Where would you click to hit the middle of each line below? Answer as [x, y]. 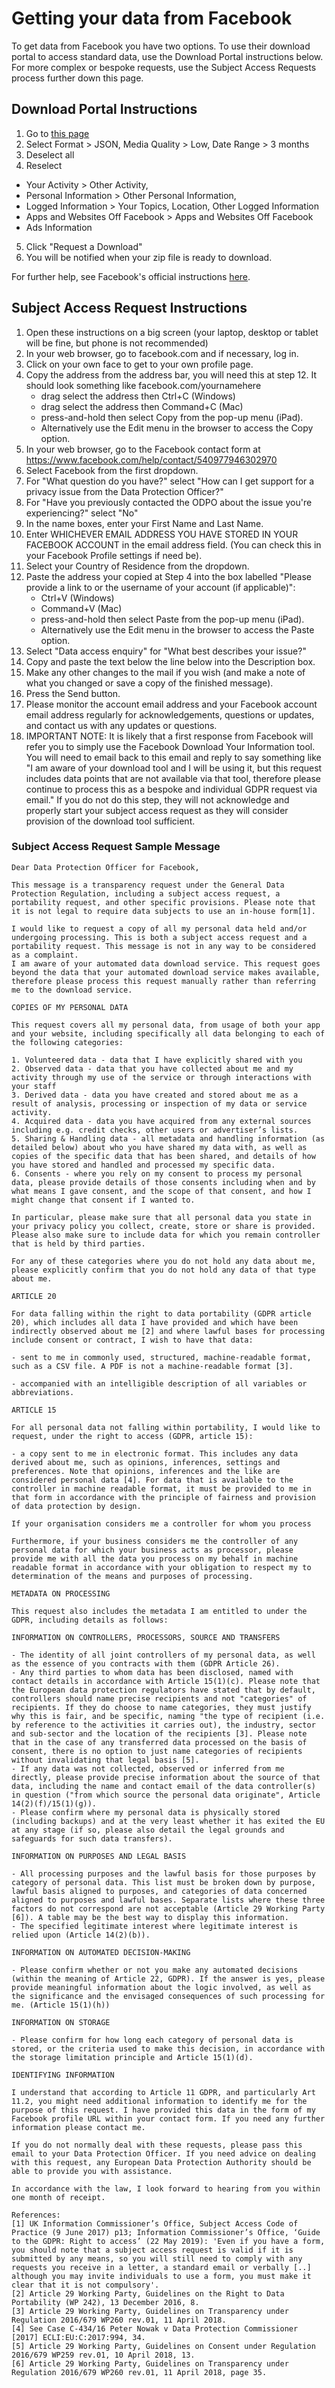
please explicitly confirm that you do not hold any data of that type [163, 1270]
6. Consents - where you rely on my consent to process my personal [157, 1173]
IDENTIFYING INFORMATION [63, 2075]
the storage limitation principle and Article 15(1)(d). [132, 2057]
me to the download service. [72, 990]
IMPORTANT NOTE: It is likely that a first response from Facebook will [169, 736]
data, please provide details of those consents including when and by [163, 1182]
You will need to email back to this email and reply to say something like [173, 757]
